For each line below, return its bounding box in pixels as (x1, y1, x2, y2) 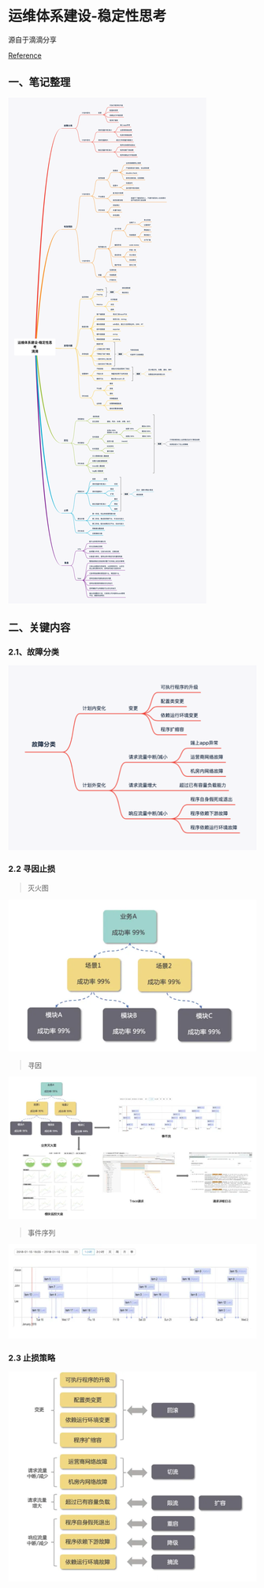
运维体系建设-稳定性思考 (8, 7, 167, 25)
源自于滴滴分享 (8, 35, 57, 44)
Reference (8, 51, 42, 60)
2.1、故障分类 (8, 647, 60, 658)
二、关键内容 (8, 621, 71, 635)
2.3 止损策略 (8, 1352, 56, 1364)
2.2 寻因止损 (8, 863, 56, 874)
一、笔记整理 (8, 76, 71, 89)
